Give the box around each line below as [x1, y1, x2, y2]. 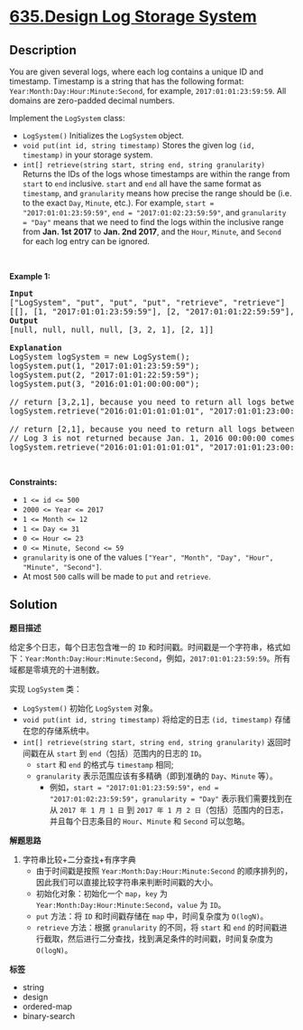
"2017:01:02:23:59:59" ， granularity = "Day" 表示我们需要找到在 [49, 793, 293, 804]
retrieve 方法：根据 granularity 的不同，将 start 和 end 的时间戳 [35, 921, 280, 932]
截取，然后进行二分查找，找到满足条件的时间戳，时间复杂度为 [43, 933, 273, 944]
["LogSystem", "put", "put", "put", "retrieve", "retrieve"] [9, 298, 286, 307]
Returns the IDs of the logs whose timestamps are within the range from [22, 169, 290, 179]
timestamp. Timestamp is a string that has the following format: [9, 76, 244, 87]
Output [9, 316, 39, 326]
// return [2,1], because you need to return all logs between [9, 424, 295, 434]
